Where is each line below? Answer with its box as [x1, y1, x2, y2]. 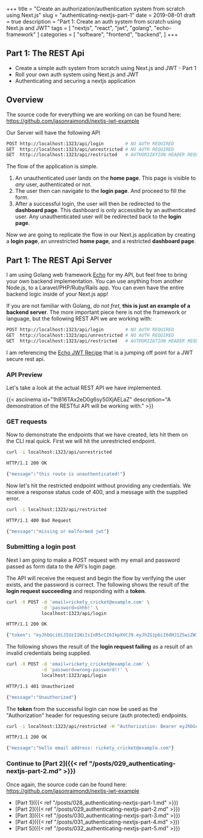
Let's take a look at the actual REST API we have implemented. [6, 384, 162, 391]
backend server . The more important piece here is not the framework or [6, 308, 187, 316]
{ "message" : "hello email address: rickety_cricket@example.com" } [6, 745, 174, 752]
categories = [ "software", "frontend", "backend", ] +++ [40, 31, 178, 38]
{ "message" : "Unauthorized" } [6, 694, 77, 700]
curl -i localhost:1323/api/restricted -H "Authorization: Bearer [6, 723, 177, 729]
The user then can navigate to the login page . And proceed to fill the [14, 187, 186, 195]
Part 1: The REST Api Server [6, 255, 112, 265]
